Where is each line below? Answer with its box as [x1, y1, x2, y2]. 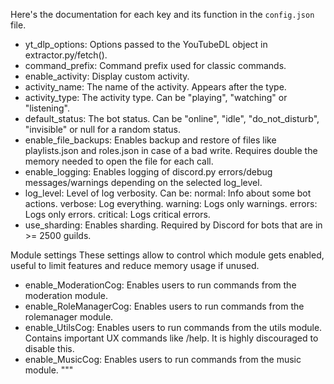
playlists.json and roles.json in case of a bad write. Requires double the [24, 145, 318, 156]
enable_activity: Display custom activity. [24, 70, 190, 82]
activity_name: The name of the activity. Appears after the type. [24, 81, 287, 93]
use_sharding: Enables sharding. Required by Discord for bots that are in [24, 219, 323, 231]
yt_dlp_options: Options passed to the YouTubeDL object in [24, 39, 268, 50]
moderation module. [24, 290, 108, 301]
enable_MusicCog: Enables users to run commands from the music [24, 354, 302, 365]
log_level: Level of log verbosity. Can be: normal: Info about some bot [24, 187, 312, 199]
